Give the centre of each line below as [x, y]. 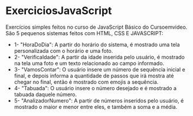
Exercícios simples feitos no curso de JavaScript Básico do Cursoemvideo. [97, 27]
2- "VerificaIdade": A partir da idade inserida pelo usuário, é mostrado [99, 57]
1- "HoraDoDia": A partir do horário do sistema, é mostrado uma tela [97, 45]
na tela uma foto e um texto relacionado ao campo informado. [89, 63]
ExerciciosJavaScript [59, 11]
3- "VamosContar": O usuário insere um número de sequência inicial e [99, 69]
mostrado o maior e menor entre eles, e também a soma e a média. [96, 107]
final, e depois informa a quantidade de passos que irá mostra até [94, 76]
